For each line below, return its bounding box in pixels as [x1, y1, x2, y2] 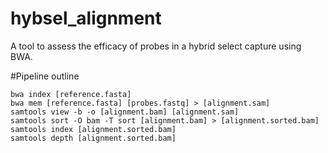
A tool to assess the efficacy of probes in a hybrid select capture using [10, 40, 302, 52]
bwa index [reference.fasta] [10, 89, 132, 99]
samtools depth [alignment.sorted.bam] [10, 133, 177, 143]
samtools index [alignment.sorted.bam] [10, 124, 177, 134]
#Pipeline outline [10, 70, 80, 82]
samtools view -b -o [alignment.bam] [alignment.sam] [10, 107, 240, 117]
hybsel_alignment [10, 7, 162, 30]
